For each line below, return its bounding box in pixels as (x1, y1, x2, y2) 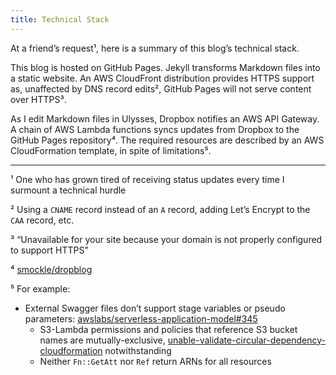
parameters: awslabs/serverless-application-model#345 (24, 312, 258, 325)
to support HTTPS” (10, 244, 89, 256)
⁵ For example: (10, 282, 71, 295)
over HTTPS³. (10, 93, 67, 105)
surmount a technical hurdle (10, 184, 127, 196)
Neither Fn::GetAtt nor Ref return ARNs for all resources (39, 355, 272, 367)
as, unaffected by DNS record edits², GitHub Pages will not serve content (10, 82, 312, 95)
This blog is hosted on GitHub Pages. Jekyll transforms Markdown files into (10, 61, 321, 73)
